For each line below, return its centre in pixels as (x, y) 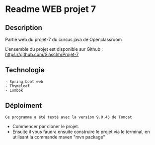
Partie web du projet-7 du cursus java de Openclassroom (64, 39)
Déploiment (24, 106)
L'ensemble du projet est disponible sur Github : (54, 49)
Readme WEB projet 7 (50, 9)
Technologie (25, 70)
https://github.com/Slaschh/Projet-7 (42, 54)
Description (24, 28)
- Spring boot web (24, 81)
